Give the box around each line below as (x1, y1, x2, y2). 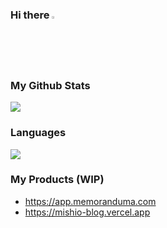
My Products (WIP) (10, 173, 105, 187)
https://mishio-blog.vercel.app (24, 206, 151, 218)
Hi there (10, 8, 50, 22)
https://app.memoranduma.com (24, 195, 157, 207)
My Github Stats (10, 78, 91, 92)
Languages (10, 126, 67, 140)
